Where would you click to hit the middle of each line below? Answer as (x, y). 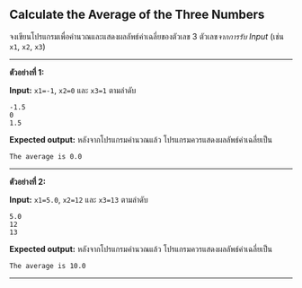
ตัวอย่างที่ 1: (27, 72)
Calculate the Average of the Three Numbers (137, 15)
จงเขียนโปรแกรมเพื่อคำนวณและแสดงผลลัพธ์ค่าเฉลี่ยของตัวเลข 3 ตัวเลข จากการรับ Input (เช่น (147, 36)
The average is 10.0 (48, 266)
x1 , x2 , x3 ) (28, 46)
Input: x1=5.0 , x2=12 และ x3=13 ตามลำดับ (79, 199)
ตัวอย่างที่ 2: (28, 181)
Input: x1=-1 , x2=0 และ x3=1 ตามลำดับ (73, 90)
